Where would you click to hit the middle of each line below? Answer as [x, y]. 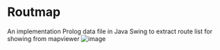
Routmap [34, 12]
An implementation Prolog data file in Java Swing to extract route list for [110, 31]
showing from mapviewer [43, 38]
